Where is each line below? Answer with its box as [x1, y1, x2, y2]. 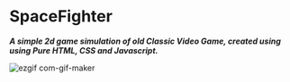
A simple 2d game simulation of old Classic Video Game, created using [9, 36, 282, 46]
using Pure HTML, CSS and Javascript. [9, 45, 159, 55]
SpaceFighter [9, 6, 113, 27]
